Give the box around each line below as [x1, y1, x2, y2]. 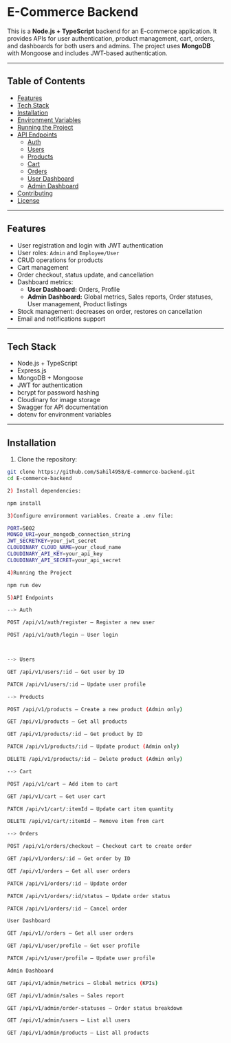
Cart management [16, 263, 69, 271]
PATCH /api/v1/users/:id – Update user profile [7, 681, 146, 688]
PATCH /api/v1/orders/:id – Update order [7, 880, 128, 887]
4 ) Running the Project [7, 569, 72, 576]
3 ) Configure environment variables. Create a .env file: [7, 512, 174, 519]
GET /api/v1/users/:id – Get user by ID [7, 668, 125, 675]
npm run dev [7, 582, 41, 588]
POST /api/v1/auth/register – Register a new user [7, 619, 155, 626]
